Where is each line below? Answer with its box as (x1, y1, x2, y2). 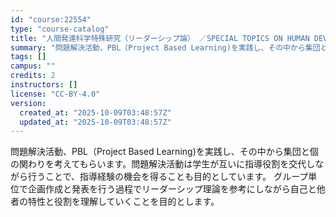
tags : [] (10, 52, 47, 62)
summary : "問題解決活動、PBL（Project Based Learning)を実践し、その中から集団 (10, 42, 321, 53)
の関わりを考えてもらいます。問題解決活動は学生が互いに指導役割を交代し (10, 158, 316, 170)
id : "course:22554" (10, 14, 92, 25)
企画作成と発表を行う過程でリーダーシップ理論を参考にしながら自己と (27, 183, 317, 195)
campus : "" (10, 61, 56, 71)
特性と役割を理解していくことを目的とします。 (27, 196, 220, 208)
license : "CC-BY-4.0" (10, 89, 101, 99)
